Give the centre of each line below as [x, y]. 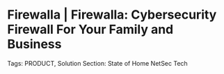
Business [34, 44]
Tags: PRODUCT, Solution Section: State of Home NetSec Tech [97, 63]
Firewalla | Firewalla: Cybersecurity [112, 15]
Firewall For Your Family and [90, 29]
